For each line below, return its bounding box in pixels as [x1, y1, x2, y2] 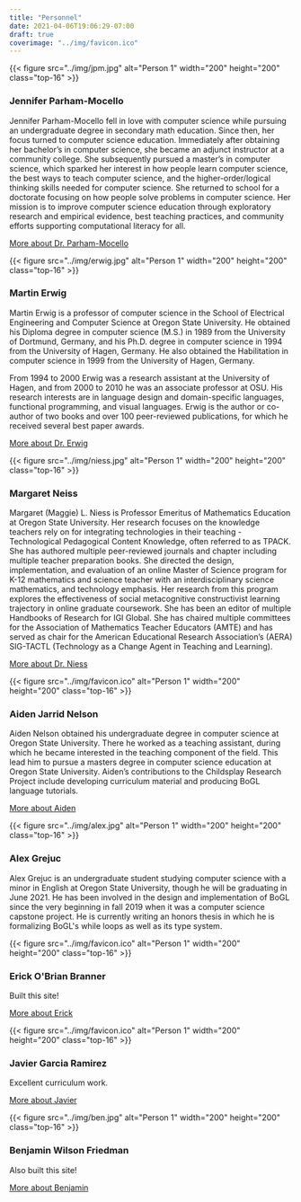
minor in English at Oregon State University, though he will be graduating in [9, 882, 288, 893]
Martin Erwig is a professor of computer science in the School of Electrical [9, 307, 285, 318]
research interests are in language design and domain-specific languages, [9, 392, 285, 402]
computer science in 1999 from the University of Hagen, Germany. [9, 355, 255, 366]
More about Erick [9, 1008, 74, 1019]
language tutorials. [9, 785, 79, 796]
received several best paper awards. [9, 420, 145, 431]
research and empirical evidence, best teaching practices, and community [9, 210, 285, 221]
